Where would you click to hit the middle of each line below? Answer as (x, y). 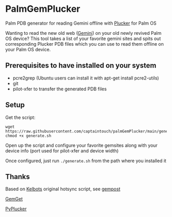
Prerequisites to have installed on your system (81, 65)
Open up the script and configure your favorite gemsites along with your (81, 145)
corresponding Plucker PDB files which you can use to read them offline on (84, 44)
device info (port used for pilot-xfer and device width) (62, 151)
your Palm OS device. (28, 49)
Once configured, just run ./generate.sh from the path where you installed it (86, 161)
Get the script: (20, 117)
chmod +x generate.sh (28, 136)
